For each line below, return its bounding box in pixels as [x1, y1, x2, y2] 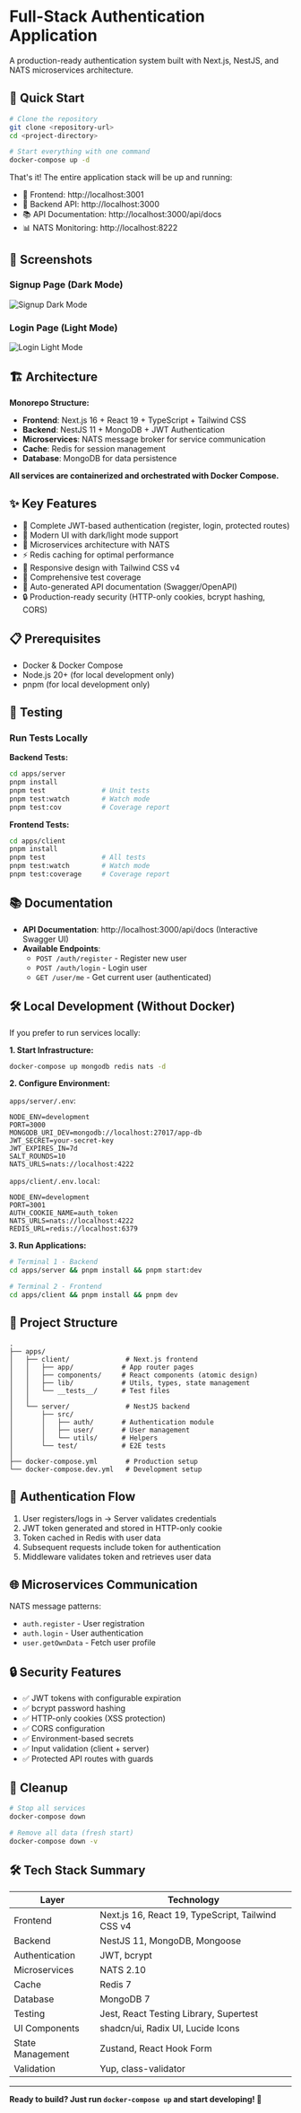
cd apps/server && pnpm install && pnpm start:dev [9, 1266, 202, 1276]
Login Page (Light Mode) [9, 321, 118, 334]
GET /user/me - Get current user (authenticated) [35, 971, 212, 982]
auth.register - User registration [21, 1618, 145, 1629]
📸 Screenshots [9, 251, 93, 267]
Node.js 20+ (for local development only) [21, 669, 175, 679]
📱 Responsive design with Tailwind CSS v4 [21, 562, 181, 573]
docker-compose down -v [9, 1837, 99, 1846]
